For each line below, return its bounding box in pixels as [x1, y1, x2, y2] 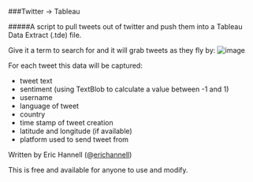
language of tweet [19, 102, 80, 110]
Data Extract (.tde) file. [8, 31, 82, 39]
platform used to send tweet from [19, 135, 128, 144]
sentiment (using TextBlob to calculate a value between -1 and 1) [19, 84, 229, 94]
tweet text [19, 76, 53, 85]
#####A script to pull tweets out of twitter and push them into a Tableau [8, 22, 243, 31]
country [19, 110, 46, 119]
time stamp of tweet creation [19, 118, 113, 127]
